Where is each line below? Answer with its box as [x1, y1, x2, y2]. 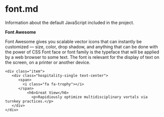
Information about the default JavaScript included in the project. [5, 20, 135, 25]
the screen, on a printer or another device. [5, 59, 91, 65]
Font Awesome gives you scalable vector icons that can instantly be [5, 38, 142, 45]
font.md [5, 3, 38, 15]
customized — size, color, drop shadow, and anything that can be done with [5, 44, 158, 49]
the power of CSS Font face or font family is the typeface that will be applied [5, 49, 160, 55]
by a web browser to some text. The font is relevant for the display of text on [5, 54, 160, 60]
